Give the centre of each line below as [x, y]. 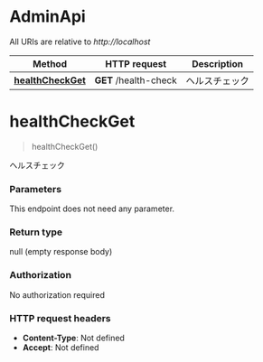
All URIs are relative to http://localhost [80, 42]
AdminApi [47, 17]
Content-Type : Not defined [73, 338]
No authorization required [57, 294]
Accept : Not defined [61, 348]
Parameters [35, 189]
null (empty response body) [61, 252]
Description [218, 63]
